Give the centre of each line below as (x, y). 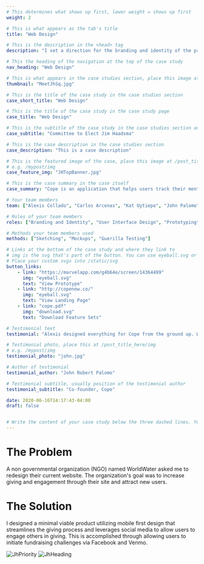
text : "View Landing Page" (56, 301)
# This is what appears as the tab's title (62, 29)
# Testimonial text (31, 328)
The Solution (39, 506)
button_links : (24, 267)
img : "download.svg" (48, 312)
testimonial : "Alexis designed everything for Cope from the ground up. (100, 334)
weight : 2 (19, 18)
